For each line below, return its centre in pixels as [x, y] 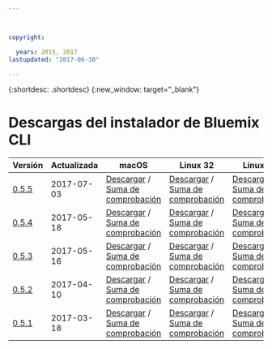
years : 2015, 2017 [47, 52]
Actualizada [75, 166]
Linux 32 [197, 166]
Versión [28, 166]
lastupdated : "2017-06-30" [54, 59]
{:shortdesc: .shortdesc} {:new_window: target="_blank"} [104, 89]
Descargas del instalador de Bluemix [134, 122]
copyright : [27, 37]
